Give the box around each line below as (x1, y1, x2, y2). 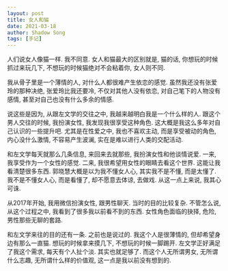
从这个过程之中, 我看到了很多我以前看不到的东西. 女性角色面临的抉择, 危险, (7, 207, 216, 216)
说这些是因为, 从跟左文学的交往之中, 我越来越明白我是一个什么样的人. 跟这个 (7, 110, 220, 118)
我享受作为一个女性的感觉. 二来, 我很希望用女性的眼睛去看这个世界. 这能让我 (7, 159, 220, 167)
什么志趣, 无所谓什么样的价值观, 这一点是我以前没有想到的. (7, 256, 171, 264)
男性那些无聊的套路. (7, 216, 63, 224)
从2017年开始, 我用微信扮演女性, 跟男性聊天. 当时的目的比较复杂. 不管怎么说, (7, 199, 221, 207)
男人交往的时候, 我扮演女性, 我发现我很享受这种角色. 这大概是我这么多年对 (7, 118, 215, 127)
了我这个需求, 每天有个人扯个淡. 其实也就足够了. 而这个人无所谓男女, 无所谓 (7, 248, 218, 256)
